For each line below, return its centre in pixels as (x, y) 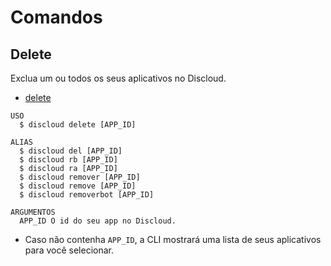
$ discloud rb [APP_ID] (68, 160)
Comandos (56, 17)
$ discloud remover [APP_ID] (80, 177)
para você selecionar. (69, 250)
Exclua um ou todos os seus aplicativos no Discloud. (118, 78)
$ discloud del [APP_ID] (71, 151)
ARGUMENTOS (33, 212)
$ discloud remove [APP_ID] (78, 186)
